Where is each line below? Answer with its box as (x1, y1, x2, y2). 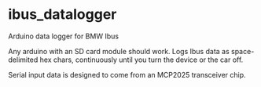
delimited (8, 55, 39, 64)
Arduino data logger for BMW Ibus (8, 31, 119, 41)
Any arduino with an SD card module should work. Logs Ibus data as (8, 46, 230, 56)
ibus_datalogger (8, 5, 117, 24)
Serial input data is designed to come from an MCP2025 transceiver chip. (8, 70, 246, 79)
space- (230, 46, 255, 56)
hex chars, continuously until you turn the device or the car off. (39, 55, 244, 64)
